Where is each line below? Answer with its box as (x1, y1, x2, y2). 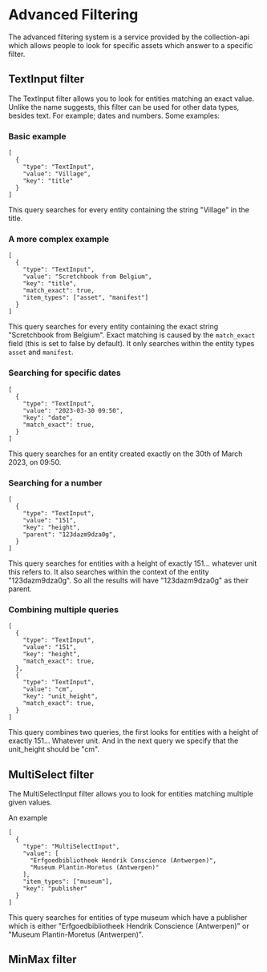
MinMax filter (8, 953, 78, 966)
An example (8, 813, 48, 823)
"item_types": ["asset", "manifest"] (22, 294, 149, 302)
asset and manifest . (8, 347, 74, 357)
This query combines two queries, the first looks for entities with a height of (8, 728, 259, 737)
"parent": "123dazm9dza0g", (22, 530, 116, 538)
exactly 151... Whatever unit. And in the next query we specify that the (8, 736, 239, 746)
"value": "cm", (22, 685, 74, 694)
